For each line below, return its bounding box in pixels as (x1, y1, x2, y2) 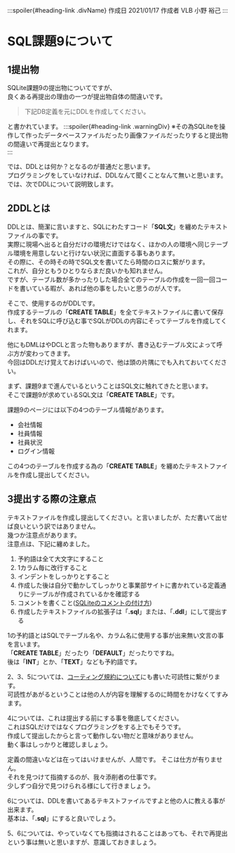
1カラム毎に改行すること (17, 563, 88, 571)
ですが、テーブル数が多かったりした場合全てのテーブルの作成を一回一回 (7, 275, 216, 284)
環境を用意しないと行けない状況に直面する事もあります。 (13, 248, 179, 257)
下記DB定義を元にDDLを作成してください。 (24, 108, 150, 115)
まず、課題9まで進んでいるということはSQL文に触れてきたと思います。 (7, 381, 213, 390)
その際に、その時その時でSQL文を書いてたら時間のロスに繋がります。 (7, 258, 209, 266)
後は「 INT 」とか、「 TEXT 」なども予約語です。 (7, 657, 142, 666)
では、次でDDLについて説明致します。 (7, 180, 118, 188)
